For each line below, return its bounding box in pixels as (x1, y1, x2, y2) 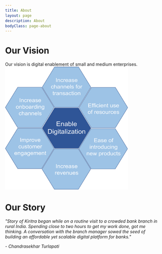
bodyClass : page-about (5, 24, 52, 28)
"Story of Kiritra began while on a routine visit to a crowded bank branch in (5, 218, 158, 224)
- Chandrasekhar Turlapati (5, 243, 60, 250)
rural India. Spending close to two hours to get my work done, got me (5, 224, 146, 229)
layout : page (5, 13, 32, 18)
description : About (5, 18, 45, 23)
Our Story (5, 202, 46, 213)
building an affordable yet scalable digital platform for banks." (5, 234, 132, 240)
